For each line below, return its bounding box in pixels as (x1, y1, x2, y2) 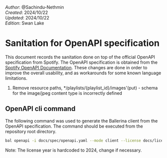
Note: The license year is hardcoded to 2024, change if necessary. (5, 147, 142, 153)
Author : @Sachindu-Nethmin (5, 4, 65, 10)
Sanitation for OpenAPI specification (5, 37, 160, 49)
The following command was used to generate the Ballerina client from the (5, 118, 158, 124)
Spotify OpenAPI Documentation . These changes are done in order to (5, 64, 148, 70)
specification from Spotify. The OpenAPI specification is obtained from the (5, 59, 158, 65)
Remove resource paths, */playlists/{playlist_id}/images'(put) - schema (12, 85, 158, 91)
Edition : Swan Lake (5, 20, 44, 26)
